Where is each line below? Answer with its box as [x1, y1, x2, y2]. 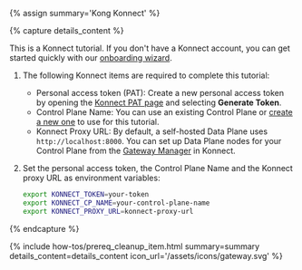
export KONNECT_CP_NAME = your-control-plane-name [22, 198, 210, 207]
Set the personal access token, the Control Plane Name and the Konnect [22, 163, 293, 173]
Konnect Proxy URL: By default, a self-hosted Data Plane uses [35, 126, 268, 137]
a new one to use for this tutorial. [35, 117, 161, 127]
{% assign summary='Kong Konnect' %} [9, 8, 161, 18]
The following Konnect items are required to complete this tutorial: [22, 70, 270, 81]
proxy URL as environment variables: [22, 172, 161, 183]
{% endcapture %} [9, 223, 80, 234]
